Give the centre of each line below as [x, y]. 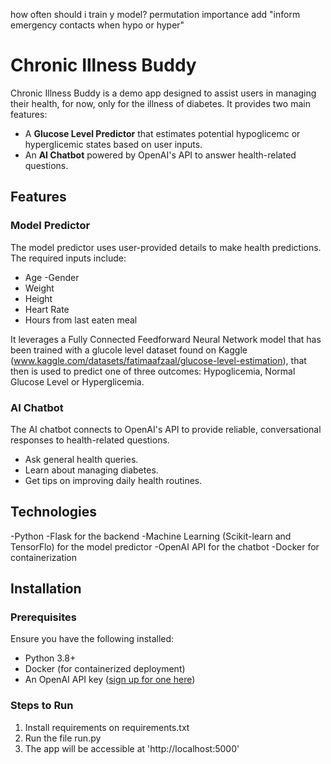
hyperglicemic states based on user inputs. [113, 144]
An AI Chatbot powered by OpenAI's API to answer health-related [160, 155]
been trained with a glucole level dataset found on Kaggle [129, 350]
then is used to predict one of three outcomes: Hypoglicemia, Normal [153, 371]
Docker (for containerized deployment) [105, 669]
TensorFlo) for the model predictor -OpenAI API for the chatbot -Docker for [165, 546]
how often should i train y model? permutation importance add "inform [155, 14]
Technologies [54, 512]
